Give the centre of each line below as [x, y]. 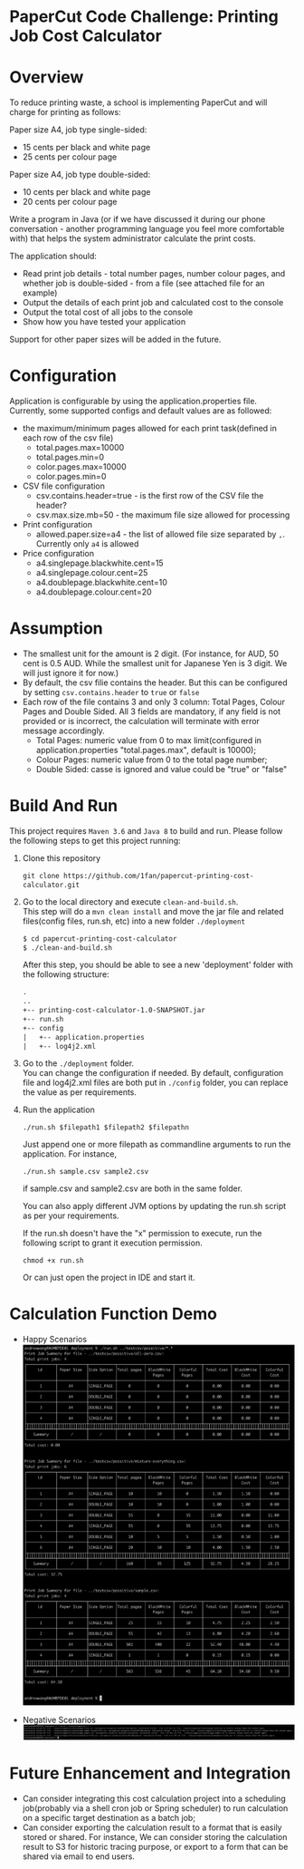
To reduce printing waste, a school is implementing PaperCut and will [138, 102]
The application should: [53, 257]
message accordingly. [64, 731]
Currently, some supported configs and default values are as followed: [141, 411]
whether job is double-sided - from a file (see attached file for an [143, 284]
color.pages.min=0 [71, 477]
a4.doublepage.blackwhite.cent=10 [101, 583]
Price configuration [58, 554]
